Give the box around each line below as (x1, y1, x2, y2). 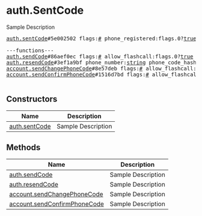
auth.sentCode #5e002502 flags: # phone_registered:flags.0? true (6, 35, 197, 42)
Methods (6, 142, 41, 153)
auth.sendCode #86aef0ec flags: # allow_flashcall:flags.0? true (6, 53, 194, 60)
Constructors (6, 94, 58, 104)
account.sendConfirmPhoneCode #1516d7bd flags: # (6, 71, 149, 78)
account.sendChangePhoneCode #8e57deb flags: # (6, 65, 143, 72)
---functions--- (6, 47, 54, 54)
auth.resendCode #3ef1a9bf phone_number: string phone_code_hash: (6, 59, 200, 66)
